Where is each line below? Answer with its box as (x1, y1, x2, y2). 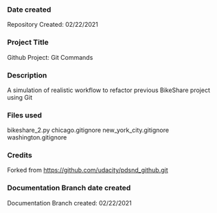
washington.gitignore (7, 133, 67, 142)
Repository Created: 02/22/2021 (7, 21, 98, 29)
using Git (7, 93, 33, 101)
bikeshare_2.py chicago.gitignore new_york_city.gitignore (7, 126, 170, 135)
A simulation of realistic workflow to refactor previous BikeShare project (7, 86, 211, 94)
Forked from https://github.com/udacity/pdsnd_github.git (7, 166, 168, 175)
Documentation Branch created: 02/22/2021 (7, 199, 132, 207)
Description (7, 70, 47, 80)
